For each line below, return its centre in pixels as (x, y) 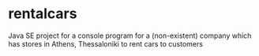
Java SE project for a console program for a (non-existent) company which (130, 35)
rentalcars (43, 14)
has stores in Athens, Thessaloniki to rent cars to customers (106, 43)
